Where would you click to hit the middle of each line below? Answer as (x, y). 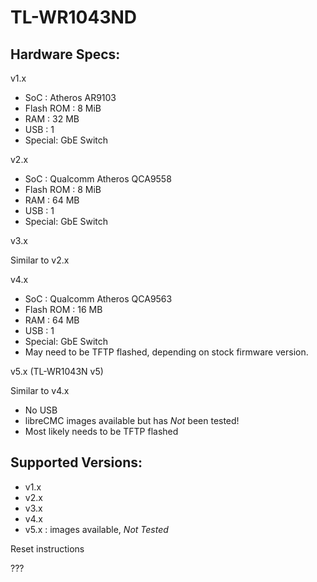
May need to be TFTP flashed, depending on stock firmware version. (166, 352)
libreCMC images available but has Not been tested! (132, 420)
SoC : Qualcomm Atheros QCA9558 (98, 179)
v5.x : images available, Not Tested (96, 529)
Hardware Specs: (65, 54)
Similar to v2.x (40, 260)
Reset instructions (47, 548)
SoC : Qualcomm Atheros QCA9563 (98, 299)
